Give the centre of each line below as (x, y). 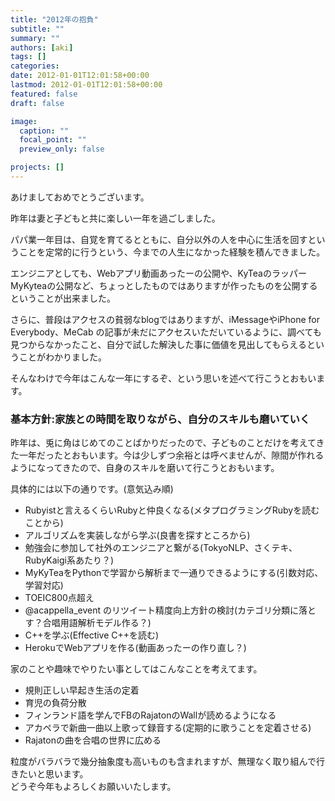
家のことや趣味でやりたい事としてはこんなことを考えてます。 (136, 669)
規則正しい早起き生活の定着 (82, 690)
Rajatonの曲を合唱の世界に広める (93, 740)
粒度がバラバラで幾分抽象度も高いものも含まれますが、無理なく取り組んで (163, 762)
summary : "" (35, 38)
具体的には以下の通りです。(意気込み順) (92, 489)
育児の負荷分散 (55, 703)
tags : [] (28, 57)
